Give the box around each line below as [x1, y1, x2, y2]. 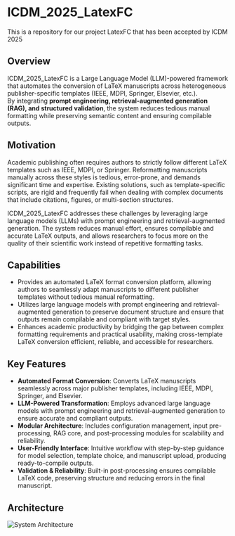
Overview [7, 56, 51, 68]
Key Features [7, 358, 67, 370]
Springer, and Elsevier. [17, 392, 83, 400]
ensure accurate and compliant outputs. [17, 414, 133, 423]
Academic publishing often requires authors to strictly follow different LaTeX [7, 158, 227, 166]
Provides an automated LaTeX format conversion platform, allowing [17, 278, 212, 286]
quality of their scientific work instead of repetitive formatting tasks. [7, 238, 203, 247]
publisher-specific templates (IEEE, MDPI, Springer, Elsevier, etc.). [7, 89, 198, 97]
